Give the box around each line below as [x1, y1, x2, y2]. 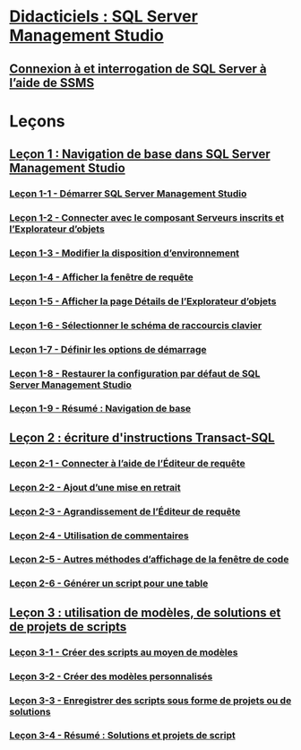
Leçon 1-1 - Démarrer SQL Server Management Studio [9, 187, 247, 200]
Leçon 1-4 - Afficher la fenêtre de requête [9, 271, 194, 283]
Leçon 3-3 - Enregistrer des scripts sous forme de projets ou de [9, 693, 292, 706]
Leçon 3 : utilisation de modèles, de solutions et [9, 605, 281, 620]
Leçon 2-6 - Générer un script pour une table [9, 577, 209, 589]
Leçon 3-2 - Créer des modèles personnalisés [9, 670, 213, 683]
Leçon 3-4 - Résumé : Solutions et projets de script [9, 729, 236, 742]
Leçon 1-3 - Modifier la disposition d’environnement [9, 247, 240, 259]
